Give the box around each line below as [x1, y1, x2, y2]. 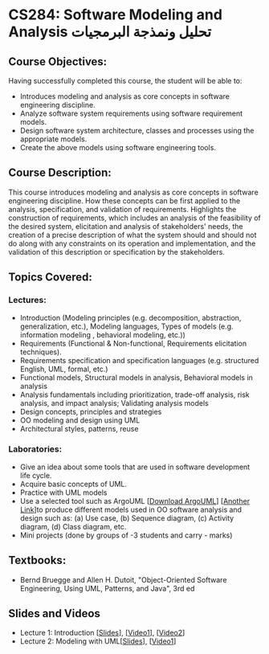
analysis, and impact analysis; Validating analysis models [19, 398, 209, 407]
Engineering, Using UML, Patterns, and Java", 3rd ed [19, 583, 195, 593]
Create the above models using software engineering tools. [19, 143, 217, 152]
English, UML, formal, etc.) [19, 364, 108, 374]
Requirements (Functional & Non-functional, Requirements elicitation [19, 338, 247, 348]
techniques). [19, 347, 62, 357]
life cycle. [19, 470, 52, 480]
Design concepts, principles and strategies [19, 407, 162, 416]
